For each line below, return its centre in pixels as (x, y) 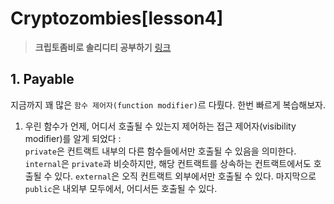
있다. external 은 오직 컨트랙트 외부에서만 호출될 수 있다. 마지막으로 (185, 176)
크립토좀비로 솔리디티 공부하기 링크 (103, 47)
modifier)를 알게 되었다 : (73, 138)
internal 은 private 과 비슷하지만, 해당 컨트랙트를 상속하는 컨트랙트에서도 (168, 163)
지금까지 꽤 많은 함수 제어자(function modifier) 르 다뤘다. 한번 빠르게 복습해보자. (168, 104)
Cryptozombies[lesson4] (117, 18)
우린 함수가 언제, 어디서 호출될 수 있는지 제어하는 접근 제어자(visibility (160, 126)
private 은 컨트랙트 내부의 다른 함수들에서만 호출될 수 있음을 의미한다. (160, 151)
